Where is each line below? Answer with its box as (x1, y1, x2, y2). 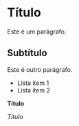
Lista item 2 (16, 86, 50, 94)
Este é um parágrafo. (7, 27, 67, 36)
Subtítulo (7, 47, 47, 59)
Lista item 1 (16, 79, 49, 87)
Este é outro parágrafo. (7, 65, 73, 73)
